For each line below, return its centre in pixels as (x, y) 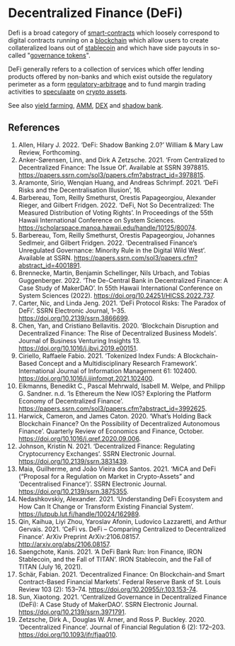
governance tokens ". (60, 55)
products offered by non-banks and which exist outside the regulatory (110, 77)
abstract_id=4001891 (49, 265)
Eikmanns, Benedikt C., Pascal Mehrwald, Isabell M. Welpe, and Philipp (122, 386)
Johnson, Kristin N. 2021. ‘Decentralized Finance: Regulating (107, 446)
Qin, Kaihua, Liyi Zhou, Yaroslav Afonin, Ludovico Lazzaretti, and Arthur (122, 521)
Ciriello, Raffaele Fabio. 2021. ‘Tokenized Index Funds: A (100, 355)
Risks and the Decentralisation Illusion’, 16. (80, 190)
